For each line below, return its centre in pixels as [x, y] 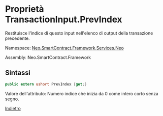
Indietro [13, 108]
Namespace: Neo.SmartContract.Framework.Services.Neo [65, 48]
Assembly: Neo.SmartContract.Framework [48, 57]
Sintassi [18, 73]
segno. [12, 99]
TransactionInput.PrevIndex [64, 19]
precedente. [17, 38]
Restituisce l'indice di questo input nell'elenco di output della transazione [79, 33]
